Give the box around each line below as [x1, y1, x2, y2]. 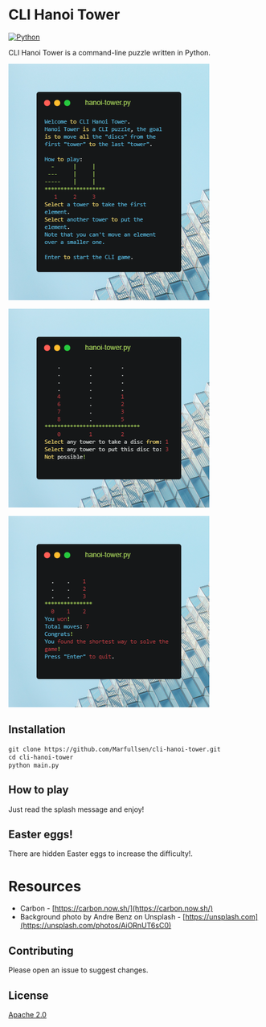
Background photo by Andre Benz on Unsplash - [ [19, 912, 186, 922]
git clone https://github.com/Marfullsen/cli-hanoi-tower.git [8, 745, 221, 753]
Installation [8, 723, 66, 736]
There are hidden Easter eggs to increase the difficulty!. [8, 849, 193, 858]
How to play [8, 783, 69, 797]
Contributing [8, 943, 74, 957]
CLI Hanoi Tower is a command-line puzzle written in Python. [8, 47, 211, 57]
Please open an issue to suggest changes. [8, 965, 149, 975]
